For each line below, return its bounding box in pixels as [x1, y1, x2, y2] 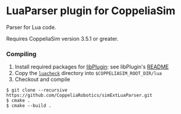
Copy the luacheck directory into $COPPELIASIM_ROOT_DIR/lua [14, 70, 162, 77]
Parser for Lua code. [6, 24, 56, 31]
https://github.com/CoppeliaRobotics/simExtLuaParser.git [6, 93, 153, 99]
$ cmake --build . [6, 103, 52, 109]
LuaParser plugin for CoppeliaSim [6, 4, 176, 18]
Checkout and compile [14, 76, 70, 83]
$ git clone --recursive [6, 87, 68, 93]
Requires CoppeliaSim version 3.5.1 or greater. [6, 35, 119, 42]
